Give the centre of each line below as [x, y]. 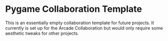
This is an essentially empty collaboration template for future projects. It [80, 23]
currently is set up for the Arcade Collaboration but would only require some [84, 28]
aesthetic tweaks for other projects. [42, 33]
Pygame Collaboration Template [74, 9]
